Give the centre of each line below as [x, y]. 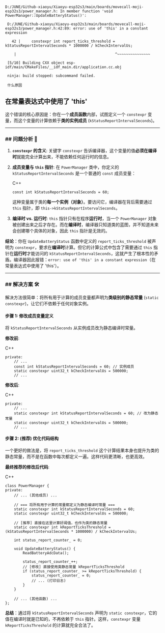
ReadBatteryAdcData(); [46, 553]
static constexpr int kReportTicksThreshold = [62, 527]
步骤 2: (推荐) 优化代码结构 [32, 438]
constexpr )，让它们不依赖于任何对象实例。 [48, 304]
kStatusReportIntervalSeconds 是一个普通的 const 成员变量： [74, 173]
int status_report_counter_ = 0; [48, 540]
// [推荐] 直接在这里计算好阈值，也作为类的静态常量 [61, 523]
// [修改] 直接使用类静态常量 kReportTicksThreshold [74, 567]
